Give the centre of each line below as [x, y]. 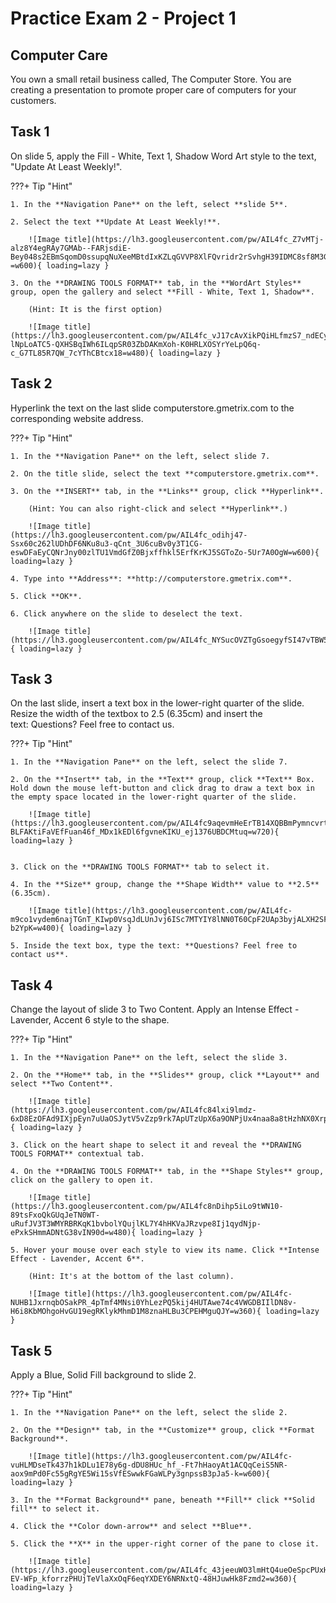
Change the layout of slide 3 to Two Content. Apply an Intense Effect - [155, 1009]
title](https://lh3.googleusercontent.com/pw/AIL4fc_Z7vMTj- [194, 239]
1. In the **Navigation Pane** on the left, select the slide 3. [149, 1058]
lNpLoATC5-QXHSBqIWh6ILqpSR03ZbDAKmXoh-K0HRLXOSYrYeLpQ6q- [136, 344]
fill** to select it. [55, 1509]
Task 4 [31, 985]
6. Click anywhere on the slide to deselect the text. [127, 613]
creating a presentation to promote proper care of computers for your [153, 90]
